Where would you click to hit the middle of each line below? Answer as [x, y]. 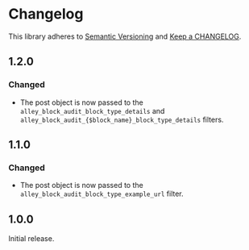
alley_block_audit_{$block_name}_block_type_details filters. [122, 119]
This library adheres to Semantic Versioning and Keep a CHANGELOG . [125, 36]
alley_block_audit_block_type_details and [92, 110]
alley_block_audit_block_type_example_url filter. [102, 194]
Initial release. [31, 239]
